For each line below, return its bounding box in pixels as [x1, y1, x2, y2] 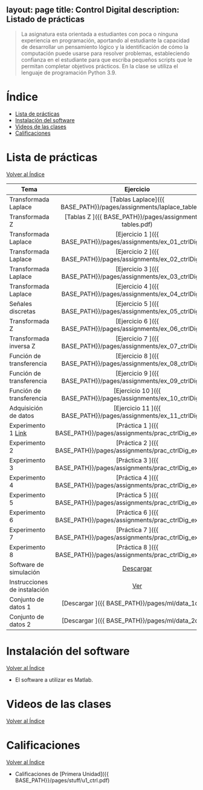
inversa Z [9, 342, 36, 350]
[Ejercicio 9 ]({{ [115, 369, 159, 377]
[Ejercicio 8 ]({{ [115, 351, 159, 360]
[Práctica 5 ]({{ [115, 491, 159, 499]
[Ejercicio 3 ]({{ [115, 264, 159, 273]
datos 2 [9, 620, 31, 628]
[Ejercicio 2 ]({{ [115, 247, 159, 256]
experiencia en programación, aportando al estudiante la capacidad [21, 36, 190, 44]
